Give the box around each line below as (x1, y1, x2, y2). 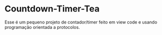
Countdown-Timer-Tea (4, 3, 100, 14)
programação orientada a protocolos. (4, 24, 80, 30)
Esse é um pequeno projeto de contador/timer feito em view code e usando (4, 19, 158, 25)
